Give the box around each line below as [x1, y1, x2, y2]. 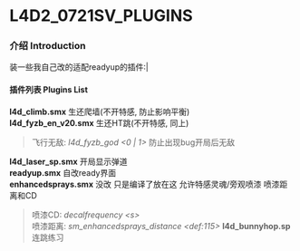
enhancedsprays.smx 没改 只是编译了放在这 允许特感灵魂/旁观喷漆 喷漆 [9, 179, 280, 189]
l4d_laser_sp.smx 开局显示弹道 [9, 156, 128, 167]
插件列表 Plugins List [9, 84, 89, 95]
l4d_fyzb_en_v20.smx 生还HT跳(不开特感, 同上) [9, 117, 189, 128]
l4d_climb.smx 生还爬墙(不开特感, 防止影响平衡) [9, 106, 190, 117]
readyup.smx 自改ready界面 [9, 167, 116, 178]
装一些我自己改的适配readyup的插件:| [9, 62, 150, 72]
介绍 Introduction [9, 40, 86, 53]
